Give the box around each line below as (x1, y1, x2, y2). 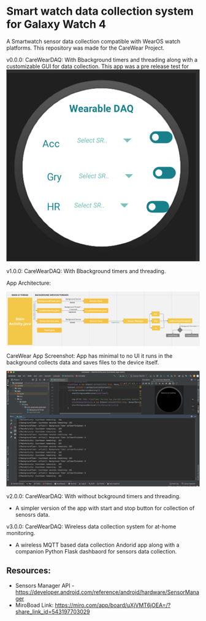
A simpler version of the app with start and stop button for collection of (15, 504, 195, 512)
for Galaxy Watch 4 (6, 17, 106, 31)
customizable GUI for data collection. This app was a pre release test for (6, 63, 189, 70)
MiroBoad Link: (15, 601, 54, 609)
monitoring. (6, 530, 36, 537)
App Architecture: (6, 279, 51, 287)
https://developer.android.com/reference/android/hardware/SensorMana (15, 588, 199, 596)
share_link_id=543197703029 (15, 607, 90, 615)
